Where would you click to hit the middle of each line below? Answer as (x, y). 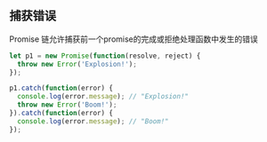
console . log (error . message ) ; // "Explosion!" (103, 97)
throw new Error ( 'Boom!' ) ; (67, 105)
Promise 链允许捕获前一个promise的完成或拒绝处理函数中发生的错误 (133, 39)
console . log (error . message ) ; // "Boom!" (93, 121)
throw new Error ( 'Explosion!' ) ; (77, 64)
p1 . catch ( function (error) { (61, 88)
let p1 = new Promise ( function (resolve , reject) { (105, 56)
